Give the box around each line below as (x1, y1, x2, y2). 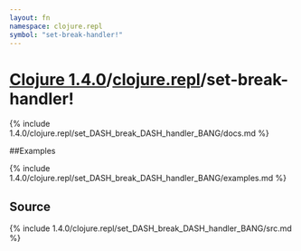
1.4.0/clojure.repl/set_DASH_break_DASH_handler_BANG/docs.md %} (9, 128, 269, 139)
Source (9, 198, 52, 214)
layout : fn (9, 13, 51, 23)
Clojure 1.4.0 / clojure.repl (9, 69, 201, 90)
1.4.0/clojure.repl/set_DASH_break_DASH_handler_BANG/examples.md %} (9, 173, 287, 184)
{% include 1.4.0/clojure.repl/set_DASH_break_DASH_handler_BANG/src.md (9, 223, 292, 234)
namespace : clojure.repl (9, 22, 103, 31)
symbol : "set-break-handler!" (9, 30, 124, 39)
